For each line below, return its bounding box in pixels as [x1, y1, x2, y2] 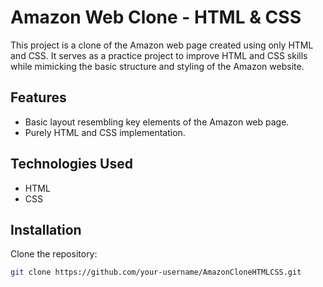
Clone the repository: [10, 248, 98, 260]
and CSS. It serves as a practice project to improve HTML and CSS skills [10, 49, 308, 61]
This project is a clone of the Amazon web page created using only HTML [10, 39, 314, 51]
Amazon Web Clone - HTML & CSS [10, 6, 302, 29]
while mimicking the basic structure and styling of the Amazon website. [10, 60, 305, 72]
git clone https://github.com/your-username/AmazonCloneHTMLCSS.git [10, 267, 302, 278]
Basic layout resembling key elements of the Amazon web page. [24, 116, 290, 128]
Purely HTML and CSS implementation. [24, 126, 186, 138]
